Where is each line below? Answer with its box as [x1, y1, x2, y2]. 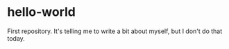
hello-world [7, 4, 76, 20]
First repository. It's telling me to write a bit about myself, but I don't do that [7, 27, 223, 35]
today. [7, 34, 26, 42]
